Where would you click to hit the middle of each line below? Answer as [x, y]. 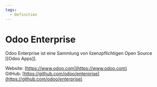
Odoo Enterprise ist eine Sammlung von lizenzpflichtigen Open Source [79, 53]
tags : [11, 10]
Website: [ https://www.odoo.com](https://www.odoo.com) [66, 68]
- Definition [24, 15]
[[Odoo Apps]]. [21, 59]
